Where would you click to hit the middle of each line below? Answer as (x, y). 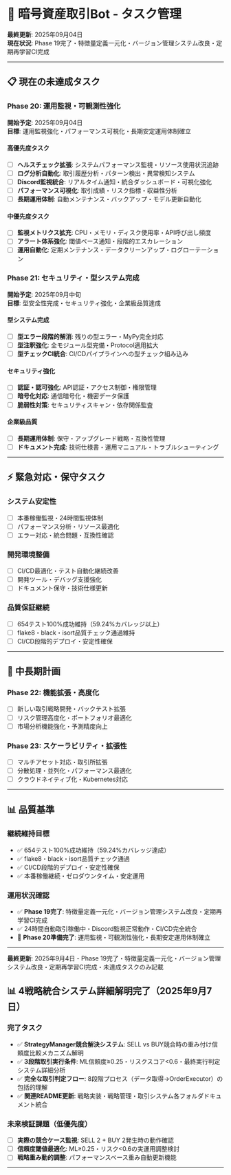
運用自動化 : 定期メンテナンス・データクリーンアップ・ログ (100, 250)
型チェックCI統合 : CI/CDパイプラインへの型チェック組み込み (103, 354)
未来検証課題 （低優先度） (49, 1123)
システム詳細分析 (41, 1070)
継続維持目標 (29, 834)
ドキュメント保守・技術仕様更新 (62, 588)
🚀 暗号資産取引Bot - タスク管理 (95, 14)
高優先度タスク (28, 148)
